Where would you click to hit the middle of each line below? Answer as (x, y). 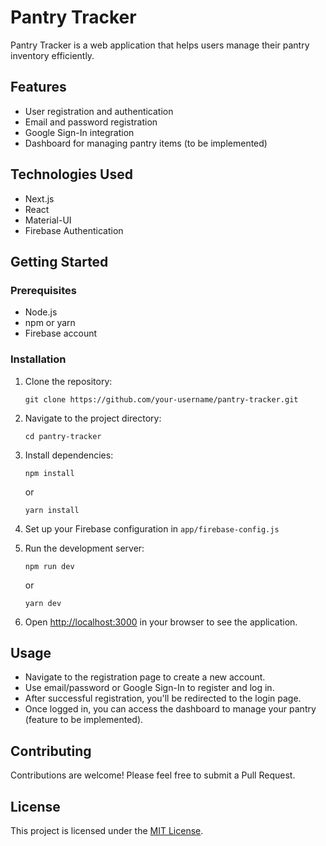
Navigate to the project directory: (93, 418)
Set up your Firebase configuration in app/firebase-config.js (152, 528)
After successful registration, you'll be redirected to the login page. (163, 698)
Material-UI (48, 220)
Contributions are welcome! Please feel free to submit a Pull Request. (153, 775)
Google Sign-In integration (79, 132)
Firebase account (61, 333)
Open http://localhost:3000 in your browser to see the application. (161, 622)
